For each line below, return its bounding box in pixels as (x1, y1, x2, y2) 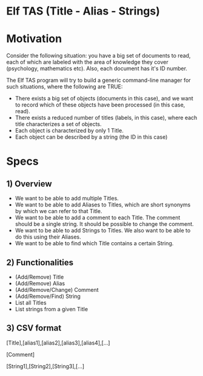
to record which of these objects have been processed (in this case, (15, 101, 185, 108)
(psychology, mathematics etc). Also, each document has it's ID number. (6, 65, 188, 72)
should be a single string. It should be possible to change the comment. (15, 220, 194, 228)
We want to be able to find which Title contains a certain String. (15, 240, 174, 247)
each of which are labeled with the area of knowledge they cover (6, 59, 168, 66)
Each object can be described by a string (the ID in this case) (15, 133, 168, 140)
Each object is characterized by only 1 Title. (15, 127, 124, 134)
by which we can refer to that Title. (15, 208, 102, 215)
